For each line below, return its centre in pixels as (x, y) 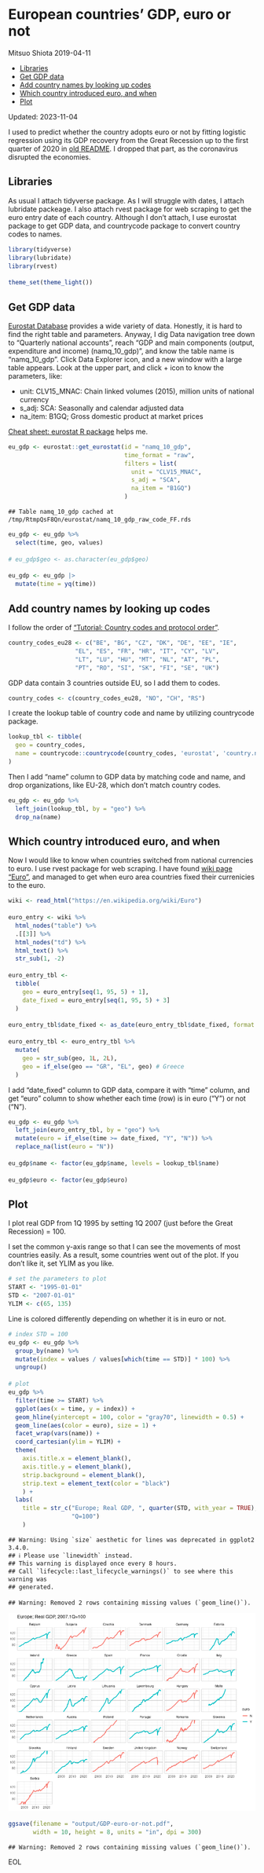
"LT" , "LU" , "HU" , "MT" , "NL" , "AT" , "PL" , (147, 659)
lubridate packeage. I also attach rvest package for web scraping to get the (130, 209)
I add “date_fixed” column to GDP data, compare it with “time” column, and (129, 1090)
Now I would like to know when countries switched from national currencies (131, 860)
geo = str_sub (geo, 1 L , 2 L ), (70, 1058)
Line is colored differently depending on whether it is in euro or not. (117, 1318)
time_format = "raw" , (159, 455)
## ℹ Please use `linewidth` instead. (71, 1556)
